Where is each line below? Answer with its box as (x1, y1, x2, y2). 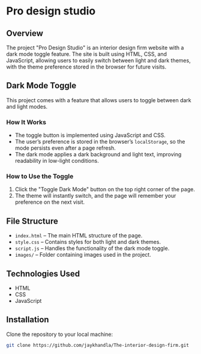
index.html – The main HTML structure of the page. (14, 232, 143, 239)
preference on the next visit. (14, 198, 85, 206)
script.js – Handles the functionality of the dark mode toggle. (14, 245, 170, 252)
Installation (6, 314, 49, 325)
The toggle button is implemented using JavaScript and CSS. (14, 132, 166, 139)
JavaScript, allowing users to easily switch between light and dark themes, (6, 57, 191, 64)
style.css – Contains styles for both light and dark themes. (14, 239, 161, 246)
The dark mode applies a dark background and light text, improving (14, 151, 182, 158)
